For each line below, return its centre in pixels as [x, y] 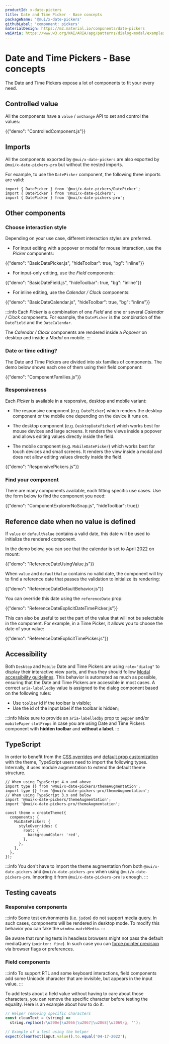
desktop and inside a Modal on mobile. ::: [48, 338]
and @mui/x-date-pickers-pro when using [76, 871]
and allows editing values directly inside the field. [63, 436]
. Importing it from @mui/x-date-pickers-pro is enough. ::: [89, 877]
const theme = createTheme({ [36, 813]
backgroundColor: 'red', [54, 835]
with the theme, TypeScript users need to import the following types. [76, 762]
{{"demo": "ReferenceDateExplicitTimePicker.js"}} [57, 638]
